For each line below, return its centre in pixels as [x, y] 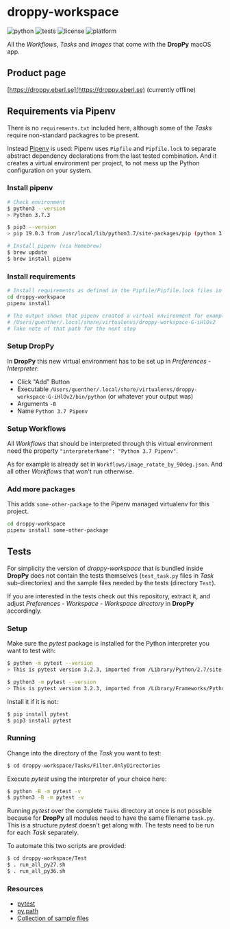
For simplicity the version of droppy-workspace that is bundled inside [105, 568]
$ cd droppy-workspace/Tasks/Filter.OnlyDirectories [84, 766]
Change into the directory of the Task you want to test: [84, 753]
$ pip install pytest [38, 714]
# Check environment [37, 202]
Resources [25, 889]
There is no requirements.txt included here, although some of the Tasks [110, 128]
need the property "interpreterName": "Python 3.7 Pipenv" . [93, 451]
